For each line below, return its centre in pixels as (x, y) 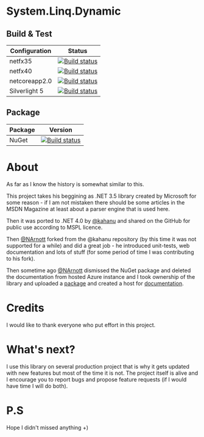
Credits (25, 308)
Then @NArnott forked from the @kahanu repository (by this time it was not (101, 239)
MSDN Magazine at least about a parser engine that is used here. (88, 209)
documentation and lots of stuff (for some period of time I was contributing (100, 252)
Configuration (31, 51)
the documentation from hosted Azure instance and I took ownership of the (101, 276)
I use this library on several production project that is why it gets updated (98, 366)
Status (78, 51)
